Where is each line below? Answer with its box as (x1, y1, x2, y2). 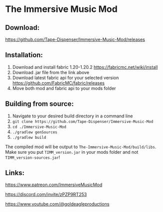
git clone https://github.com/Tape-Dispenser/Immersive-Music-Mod (12, 119, 154, 124)
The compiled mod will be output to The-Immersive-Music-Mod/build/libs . (5, 143, 157, 150)
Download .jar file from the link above (12, 69, 90, 75)
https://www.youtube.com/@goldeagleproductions (5, 201, 110, 207)
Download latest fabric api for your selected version (12, 75, 119, 81)
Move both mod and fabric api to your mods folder (12, 85, 116, 91)
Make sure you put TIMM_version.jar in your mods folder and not (5, 149, 139, 155)
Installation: (5, 51, 43, 59)
